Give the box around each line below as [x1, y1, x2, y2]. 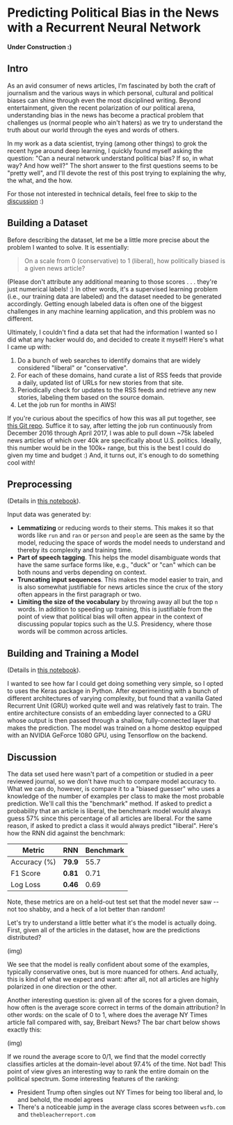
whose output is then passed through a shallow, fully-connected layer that [7, 717, 220, 725]
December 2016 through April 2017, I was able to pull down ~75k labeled [7, 429, 214, 437]
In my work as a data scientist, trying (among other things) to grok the [7, 139, 207, 147]
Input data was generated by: [7, 510, 92, 519]
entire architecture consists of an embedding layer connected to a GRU [7, 709, 211, 717]
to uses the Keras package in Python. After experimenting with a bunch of [7, 687, 219, 695]
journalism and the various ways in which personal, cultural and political [7, 88, 214, 97]
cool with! [7, 458, 35, 467]
